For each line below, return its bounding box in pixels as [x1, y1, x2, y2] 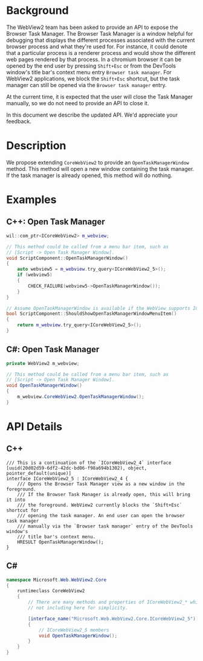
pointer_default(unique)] [6, 470, 71, 476]
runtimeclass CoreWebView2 [17, 588, 85, 594]
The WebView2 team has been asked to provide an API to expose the [6, 24, 178, 31]
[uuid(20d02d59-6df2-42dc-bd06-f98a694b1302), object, [6, 465, 147, 471]
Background [6, 4, 69, 18]
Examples [6, 193, 57, 207]
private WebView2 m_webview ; [6, 360, 80, 366]
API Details [6, 420, 62, 433]
